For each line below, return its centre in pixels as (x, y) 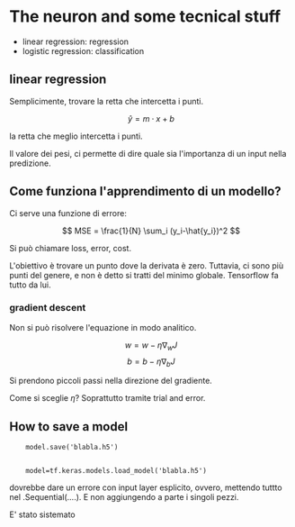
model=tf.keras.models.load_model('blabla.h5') (116, 471)
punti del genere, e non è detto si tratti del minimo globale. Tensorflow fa (144, 275)
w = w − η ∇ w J (151, 346)
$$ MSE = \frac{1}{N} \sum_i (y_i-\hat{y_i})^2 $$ (151, 231)
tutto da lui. (30, 285)
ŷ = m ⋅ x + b (151, 118)
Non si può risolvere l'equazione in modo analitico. (103, 327)
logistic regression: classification (83, 50)
